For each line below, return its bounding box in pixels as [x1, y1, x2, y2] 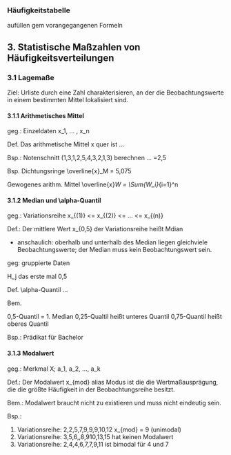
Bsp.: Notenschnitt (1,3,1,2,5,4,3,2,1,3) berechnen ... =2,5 [7, 154, 167, 162]
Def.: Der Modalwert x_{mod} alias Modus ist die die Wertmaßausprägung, [7, 378, 219, 386]
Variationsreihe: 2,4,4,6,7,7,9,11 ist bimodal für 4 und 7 [17, 440, 169, 448]
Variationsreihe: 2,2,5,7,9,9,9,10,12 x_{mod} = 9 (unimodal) [17, 425, 181, 434]
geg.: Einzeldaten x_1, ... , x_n [7, 127, 90, 135]
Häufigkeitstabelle [7, 6, 70, 15]
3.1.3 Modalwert [7, 349, 54, 357]
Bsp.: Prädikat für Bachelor [7, 333, 84, 342]
